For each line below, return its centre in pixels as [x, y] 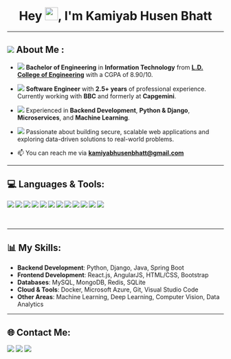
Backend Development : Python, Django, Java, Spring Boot [100, 268]
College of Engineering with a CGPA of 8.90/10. [85, 74]
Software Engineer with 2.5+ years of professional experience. [116, 89]
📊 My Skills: [34, 248]
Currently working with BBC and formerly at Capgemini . [97, 96]
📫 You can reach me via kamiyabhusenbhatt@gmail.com [100, 153]
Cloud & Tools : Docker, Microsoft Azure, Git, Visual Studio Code [108, 290]
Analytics [30, 304]
